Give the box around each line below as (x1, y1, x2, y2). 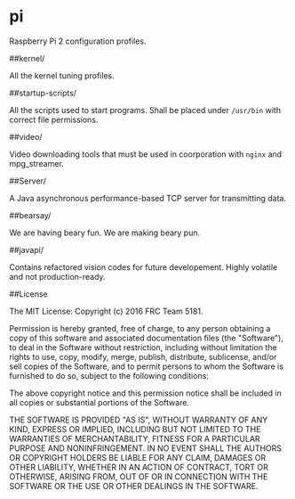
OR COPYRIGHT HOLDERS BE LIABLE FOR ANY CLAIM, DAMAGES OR (9, 452, 267, 462)
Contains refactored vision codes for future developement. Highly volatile (9, 261, 278, 273)
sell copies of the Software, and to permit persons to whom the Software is (9, 361, 284, 372)
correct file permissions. (9, 114, 99, 125)
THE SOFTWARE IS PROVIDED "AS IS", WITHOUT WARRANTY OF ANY (9, 414, 268, 425)
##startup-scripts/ (9, 87, 77, 98)
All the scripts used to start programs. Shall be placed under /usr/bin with (9, 104, 282, 115)
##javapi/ (9, 244, 44, 255)
